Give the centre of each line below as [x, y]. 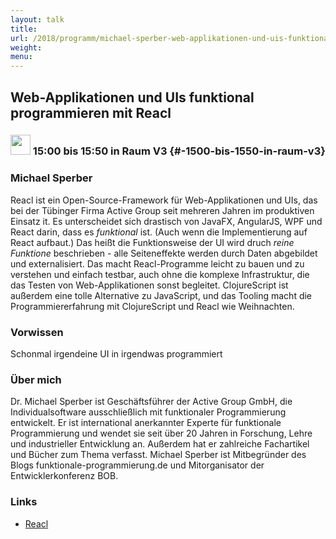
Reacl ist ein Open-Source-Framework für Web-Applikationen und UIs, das [164, 200]
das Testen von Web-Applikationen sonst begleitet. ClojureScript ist [149, 285]
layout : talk [37, 19]
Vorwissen [37, 332]
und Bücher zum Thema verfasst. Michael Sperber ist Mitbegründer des [158, 455]
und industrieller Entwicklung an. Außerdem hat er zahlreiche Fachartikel [160, 444]
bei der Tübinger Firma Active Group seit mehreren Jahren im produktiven [162, 210]
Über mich [36, 379]
